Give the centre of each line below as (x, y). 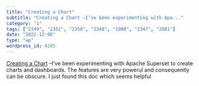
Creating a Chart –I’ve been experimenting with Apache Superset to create (100, 63)
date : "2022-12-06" (31, 35)
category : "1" (24, 23)
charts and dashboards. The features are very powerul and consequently (98, 70)
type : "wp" (20, 40)
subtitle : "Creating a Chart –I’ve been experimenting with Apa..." (95, 18)
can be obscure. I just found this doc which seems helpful (79, 76)
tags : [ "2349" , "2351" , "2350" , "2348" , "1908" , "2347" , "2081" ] (91, 29)
